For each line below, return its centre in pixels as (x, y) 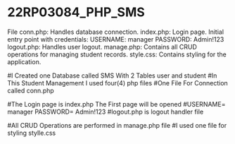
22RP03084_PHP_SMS (76, 12)
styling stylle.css (32, 133)
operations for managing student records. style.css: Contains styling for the (117, 54)
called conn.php (31, 90)
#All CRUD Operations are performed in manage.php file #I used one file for (117, 125)
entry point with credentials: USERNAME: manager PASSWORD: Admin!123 (116, 39)
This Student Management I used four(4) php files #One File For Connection (118, 83)
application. (24, 61)
